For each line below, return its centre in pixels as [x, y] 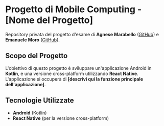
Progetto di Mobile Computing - [74, 9]
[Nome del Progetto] [49, 20]
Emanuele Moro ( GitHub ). [33, 40]
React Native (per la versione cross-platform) [61, 118]
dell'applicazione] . [26, 84]
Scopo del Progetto [37, 56]
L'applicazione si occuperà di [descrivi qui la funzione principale [74, 79]
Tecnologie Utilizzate [40, 100]
